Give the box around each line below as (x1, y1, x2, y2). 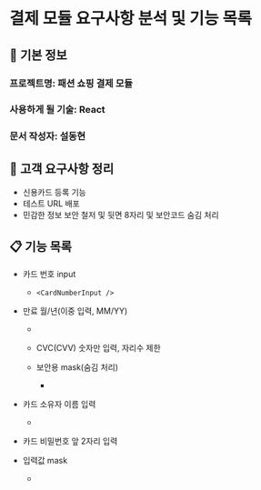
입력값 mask (22, 455, 68, 465)
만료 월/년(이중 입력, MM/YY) (22, 305, 128, 316)
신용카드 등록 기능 (22, 187, 86, 198)
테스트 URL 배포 (22, 198, 80, 209)
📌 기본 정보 (9, 47, 68, 63)
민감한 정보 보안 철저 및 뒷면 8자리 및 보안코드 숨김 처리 (22, 210, 220, 221)
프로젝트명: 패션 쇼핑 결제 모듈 (9, 76, 134, 89)
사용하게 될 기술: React (9, 104, 106, 116)
